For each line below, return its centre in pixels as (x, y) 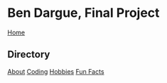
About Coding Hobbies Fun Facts (56, 71)
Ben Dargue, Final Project (83, 13)
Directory (29, 55)
